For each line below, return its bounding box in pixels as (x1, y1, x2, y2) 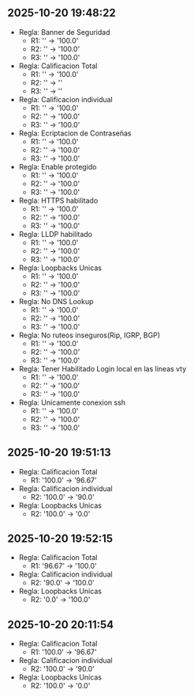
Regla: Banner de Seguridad (18, 27, 110, 36)
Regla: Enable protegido (18, 162, 97, 171)
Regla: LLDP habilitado (18, 229, 92, 238)
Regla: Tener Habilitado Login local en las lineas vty (18, 364, 187, 373)
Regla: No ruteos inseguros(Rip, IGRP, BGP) (18, 330, 161, 340)
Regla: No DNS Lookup (18, 296, 94, 306)
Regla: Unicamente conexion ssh (18, 398, 126, 407)
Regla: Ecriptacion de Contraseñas (18, 128, 132, 138)
